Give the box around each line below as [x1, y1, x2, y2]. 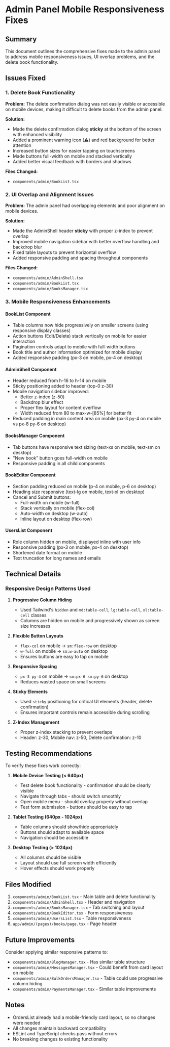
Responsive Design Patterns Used [5, 585, 91, 592]
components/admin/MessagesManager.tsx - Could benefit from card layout [12, 964, 163, 971]
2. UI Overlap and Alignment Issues [5, 191, 94, 198]
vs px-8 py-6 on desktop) [12, 421, 66, 427]
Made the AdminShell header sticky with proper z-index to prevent [12, 227, 153, 234]
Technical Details [5, 570, 61, 578]
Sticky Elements [12, 688, 48, 695]
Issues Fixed [5, 74, 46, 83]
